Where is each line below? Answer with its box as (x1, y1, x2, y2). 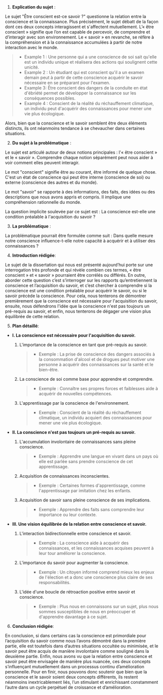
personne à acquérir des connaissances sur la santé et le (38, 362, 154, 367)
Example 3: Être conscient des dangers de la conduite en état (24, 85, 148, 90)
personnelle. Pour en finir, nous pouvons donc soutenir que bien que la (5, 669, 147, 675)
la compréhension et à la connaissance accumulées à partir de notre (5, 39, 143, 45)
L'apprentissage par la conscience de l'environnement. (19, 400, 130, 406)
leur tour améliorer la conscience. (38, 551, 106, 556)
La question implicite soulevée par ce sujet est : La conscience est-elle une (5, 209, 156, 214)
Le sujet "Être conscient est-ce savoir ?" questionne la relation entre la (5, 14, 146, 19)
